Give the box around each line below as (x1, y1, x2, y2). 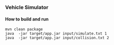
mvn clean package (5, 27, 43, 32)
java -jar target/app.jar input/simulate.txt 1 (5, 31, 107, 36)
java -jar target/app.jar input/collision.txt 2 (5, 36, 110, 41)
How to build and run (5, 16, 49, 22)
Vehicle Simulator (5, 4, 48, 11)
